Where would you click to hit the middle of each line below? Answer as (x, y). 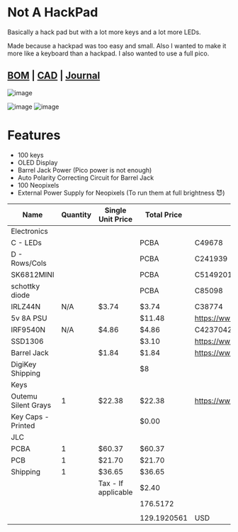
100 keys (30, 155)
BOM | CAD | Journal (54, 76)
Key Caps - (30, 416)
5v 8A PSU (29, 318)
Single (115, 210)
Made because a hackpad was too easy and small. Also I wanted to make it (117, 45)
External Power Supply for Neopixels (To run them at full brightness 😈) (121, 192)
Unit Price (115, 219)
